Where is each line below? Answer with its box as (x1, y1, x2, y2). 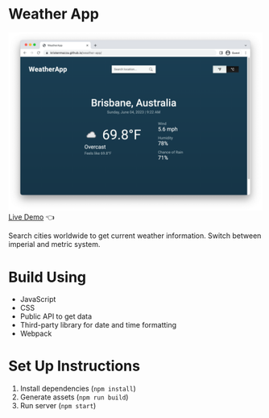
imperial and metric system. (8, 240, 101, 249)
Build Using (8, 268, 87, 286)
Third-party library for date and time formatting (19, 320, 177, 330)
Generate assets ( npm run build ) (19, 392, 129, 402)
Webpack (19, 328, 52, 339)
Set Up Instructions (8, 357, 141, 375)
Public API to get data (19, 311, 93, 321)
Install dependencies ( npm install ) (19, 384, 137, 394)
